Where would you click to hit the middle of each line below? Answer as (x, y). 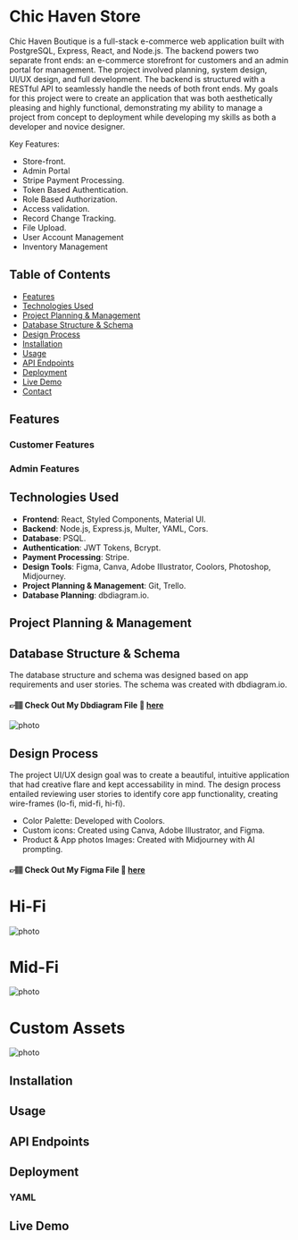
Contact (37, 391)
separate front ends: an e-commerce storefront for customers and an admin (149, 60)
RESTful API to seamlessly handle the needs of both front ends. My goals (144, 88)
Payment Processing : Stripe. (76, 557)
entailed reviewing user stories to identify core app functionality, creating (144, 794)
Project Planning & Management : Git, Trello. (104, 585)
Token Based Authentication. (75, 189)
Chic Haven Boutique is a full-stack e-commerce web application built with (147, 41)
